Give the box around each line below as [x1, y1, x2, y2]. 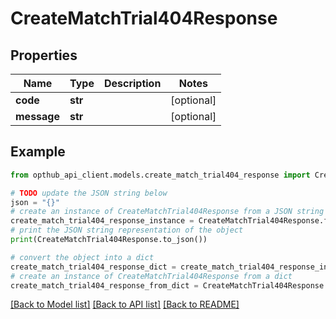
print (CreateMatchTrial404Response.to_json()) [10, 235, 208, 245]
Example [10, 143, 66, 161]
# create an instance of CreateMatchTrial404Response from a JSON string [10, 207, 325, 217]
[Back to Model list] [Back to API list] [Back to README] [10, 298, 240, 311]
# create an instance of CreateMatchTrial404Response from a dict [10, 271, 293, 281]
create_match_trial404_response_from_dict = [10, 280, 199, 291]
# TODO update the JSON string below [10, 188, 168, 198]
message [15, 110, 60, 123]
